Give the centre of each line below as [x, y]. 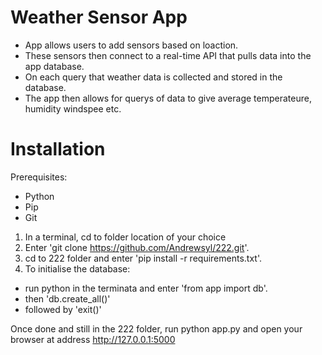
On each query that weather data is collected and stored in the [153, 77]
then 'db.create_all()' [67, 298]
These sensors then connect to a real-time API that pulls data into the [168, 55]
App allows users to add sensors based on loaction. [131, 45]
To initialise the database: [77, 268]
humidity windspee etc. [73, 108]
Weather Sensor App [99, 17]
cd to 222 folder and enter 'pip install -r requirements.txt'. [143, 258]
